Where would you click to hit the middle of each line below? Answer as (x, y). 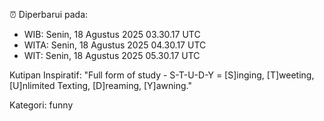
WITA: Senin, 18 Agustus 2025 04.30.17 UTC (115, 45)
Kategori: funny (41, 105)
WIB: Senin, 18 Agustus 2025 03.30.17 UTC (112, 34)
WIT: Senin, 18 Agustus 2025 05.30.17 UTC (112, 55)
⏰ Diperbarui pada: (49, 14)
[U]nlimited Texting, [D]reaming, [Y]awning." (100, 85)
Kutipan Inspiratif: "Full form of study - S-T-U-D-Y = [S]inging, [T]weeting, (162, 75)
